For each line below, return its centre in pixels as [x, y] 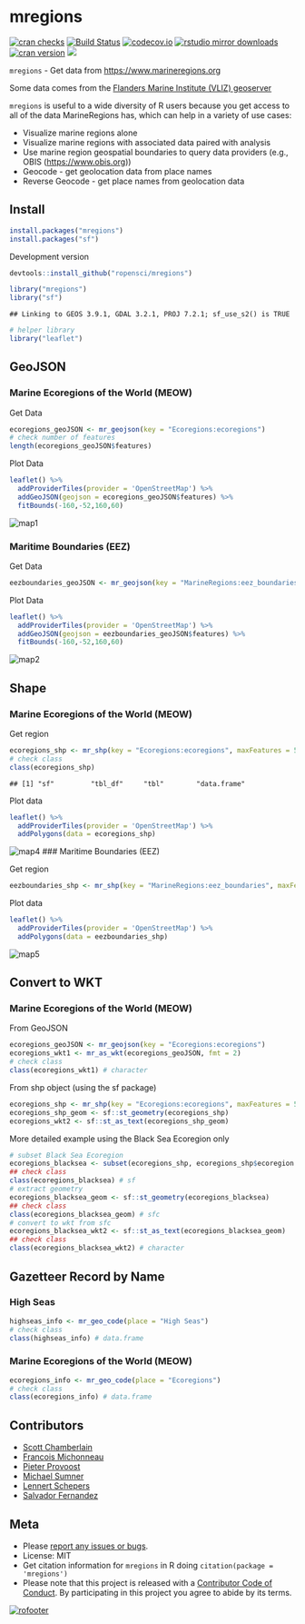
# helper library [42, 330]
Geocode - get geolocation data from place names [117, 171]
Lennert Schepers [56, 1486]
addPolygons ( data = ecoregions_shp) [87, 834]
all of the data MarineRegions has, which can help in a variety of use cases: [151, 115]
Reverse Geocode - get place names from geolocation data [133, 181]
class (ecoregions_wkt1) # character [79, 1071]
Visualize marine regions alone [80, 133]
